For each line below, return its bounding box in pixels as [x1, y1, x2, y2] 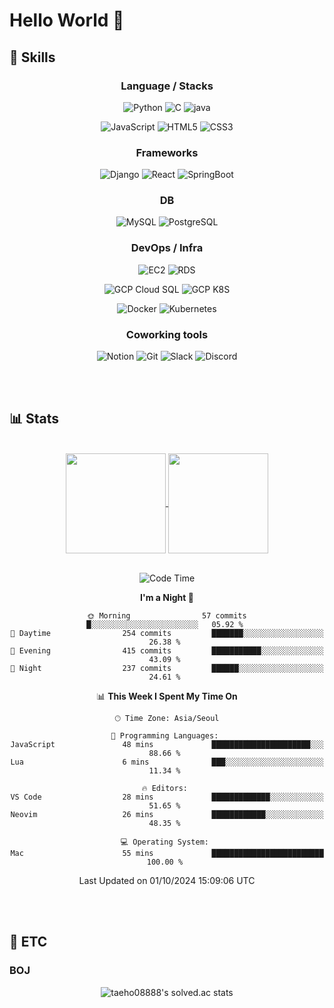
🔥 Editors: [141, 783, 188, 793]
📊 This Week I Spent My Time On [96, 690, 238, 702]
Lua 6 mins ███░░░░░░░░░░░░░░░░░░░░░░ [10, 757, 324, 767]
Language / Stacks [120, 79, 214, 93]
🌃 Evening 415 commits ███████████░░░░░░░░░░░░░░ [10, 645, 324, 656]
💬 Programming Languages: [110, 730, 219, 741]
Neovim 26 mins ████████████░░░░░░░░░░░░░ [10, 809, 324, 819]
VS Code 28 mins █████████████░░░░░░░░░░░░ [10, 792, 324, 802]
